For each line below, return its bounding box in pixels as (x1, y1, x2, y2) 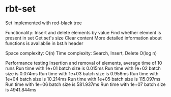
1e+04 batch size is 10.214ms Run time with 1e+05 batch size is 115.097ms (5, 76, 161, 82)
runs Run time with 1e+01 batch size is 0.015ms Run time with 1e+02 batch (5, 65, 161, 71)
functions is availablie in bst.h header (5, 40, 83, 46)
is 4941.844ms (5, 86, 37, 92)
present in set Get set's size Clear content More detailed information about (5, 35, 162, 41)
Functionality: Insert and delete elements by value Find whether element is (5, 29, 161, 35)
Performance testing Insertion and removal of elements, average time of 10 (5, 60, 162, 66)
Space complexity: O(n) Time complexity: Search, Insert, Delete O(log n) (5, 50, 157, 56)
